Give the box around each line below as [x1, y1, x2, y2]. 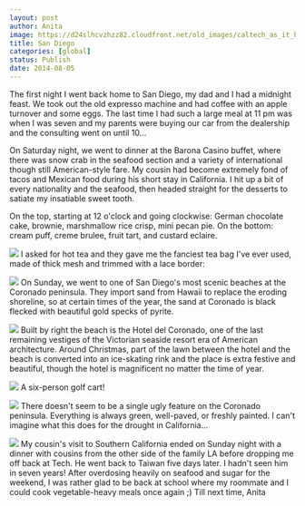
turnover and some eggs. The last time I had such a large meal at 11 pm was [9, 108, 293, 119]
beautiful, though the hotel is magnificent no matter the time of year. [9, 363, 265, 374]
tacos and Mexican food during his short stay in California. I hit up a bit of [9, 173, 284, 184]
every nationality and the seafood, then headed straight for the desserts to [9, 183, 289, 194]
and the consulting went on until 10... [9, 127, 147, 138]
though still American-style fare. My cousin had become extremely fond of [9, 164, 289, 175]
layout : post [9, 13, 59, 23]
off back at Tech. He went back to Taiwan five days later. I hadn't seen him [9, 457, 289, 468]
